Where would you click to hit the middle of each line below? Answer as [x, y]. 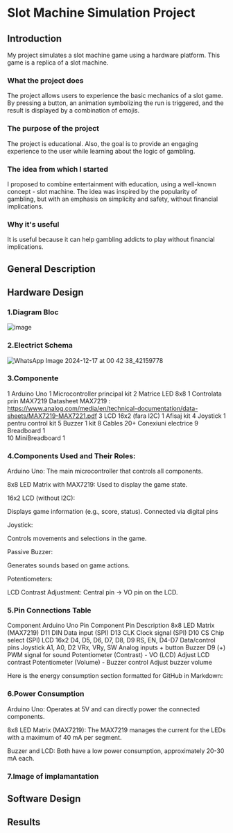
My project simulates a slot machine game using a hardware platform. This [114, 55]
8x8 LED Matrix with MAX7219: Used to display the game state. [97, 485]
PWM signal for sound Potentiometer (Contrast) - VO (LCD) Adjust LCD [109, 655]
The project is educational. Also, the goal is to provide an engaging [103, 143]
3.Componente [33, 378]
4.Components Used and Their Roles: [71, 455]
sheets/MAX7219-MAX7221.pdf [52, 416]
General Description [51, 269]
